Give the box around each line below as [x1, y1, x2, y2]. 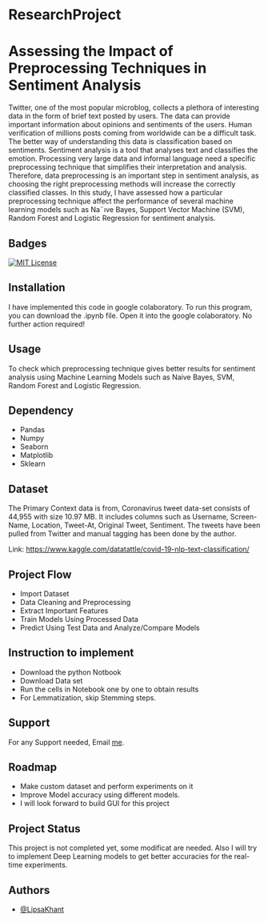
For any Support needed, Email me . [8, 737, 125, 747]
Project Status [8, 822, 82, 836]
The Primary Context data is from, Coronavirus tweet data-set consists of [8, 503, 250, 513]
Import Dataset [19, 589, 70, 598]
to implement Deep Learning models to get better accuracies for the [8, 852, 233, 861]
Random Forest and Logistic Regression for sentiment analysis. [8, 214, 216, 223]
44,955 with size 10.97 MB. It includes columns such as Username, [8, 512, 229, 522]
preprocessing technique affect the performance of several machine [8, 196, 234, 206]
